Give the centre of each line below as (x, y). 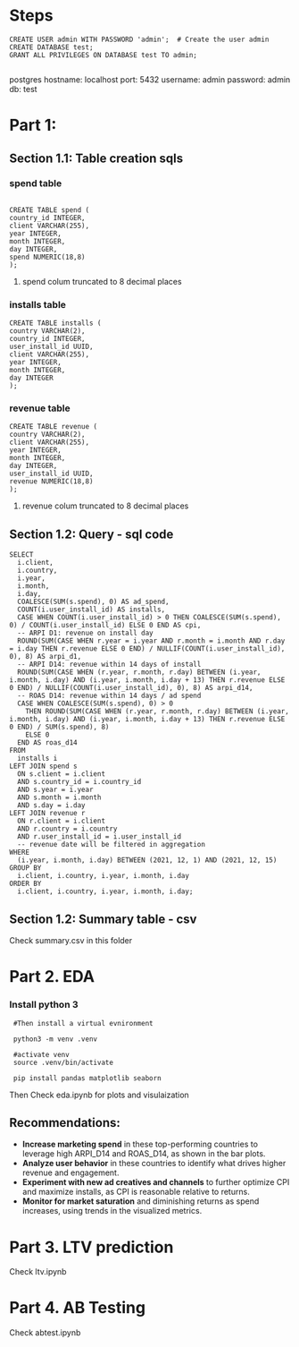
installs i (37, 759)
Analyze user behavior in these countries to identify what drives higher (154, 1164)
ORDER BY (25, 884)
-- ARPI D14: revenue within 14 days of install (109, 665)
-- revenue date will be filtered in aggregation (111, 845)
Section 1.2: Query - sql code (91, 534)
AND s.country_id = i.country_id (79, 782)
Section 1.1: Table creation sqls (96, 158)
